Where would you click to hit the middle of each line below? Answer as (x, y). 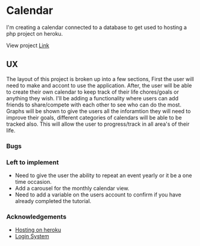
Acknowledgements (36, 216)
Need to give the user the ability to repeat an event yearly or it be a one (103, 175)
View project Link (28, 45)
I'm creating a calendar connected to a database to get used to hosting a (97, 27)
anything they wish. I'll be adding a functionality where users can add (92, 98)
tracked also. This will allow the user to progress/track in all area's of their (98, 124)
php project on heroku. (35, 33)
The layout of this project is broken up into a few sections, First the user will (100, 79)
